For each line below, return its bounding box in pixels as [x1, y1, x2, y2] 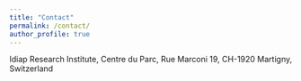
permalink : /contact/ [9, 21, 91, 30]
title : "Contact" [9, 12, 75, 22]
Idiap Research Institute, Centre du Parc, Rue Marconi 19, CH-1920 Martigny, [9, 54, 293, 65]
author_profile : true [9, 29, 91, 38]
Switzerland [9, 63, 54, 74]
